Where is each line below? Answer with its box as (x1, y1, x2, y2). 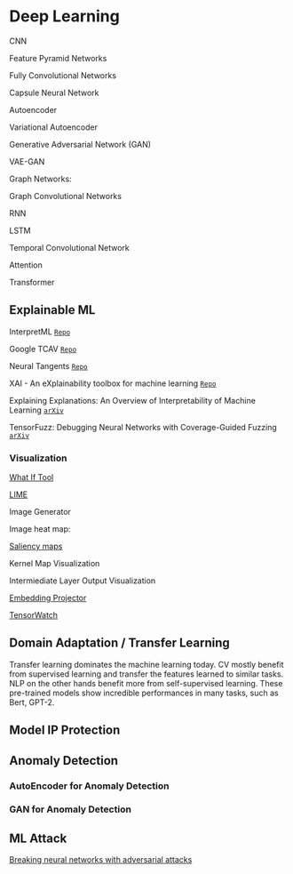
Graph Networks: (9, 173, 73, 184)
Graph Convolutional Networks (9, 190, 123, 201)
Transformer (9, 277, 55, 287)
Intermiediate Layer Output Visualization (9, 575, 156, 586)
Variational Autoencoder (9, 122, 98, 132)
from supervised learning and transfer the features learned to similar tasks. (9, 669, 284, 679)
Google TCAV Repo (9, 343, 77, 354)
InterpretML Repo (9, 326, 71, 337)
